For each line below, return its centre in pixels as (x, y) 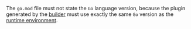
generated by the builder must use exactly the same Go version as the (90, 14)
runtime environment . (32, 20)
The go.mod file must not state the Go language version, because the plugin (96, 8)
